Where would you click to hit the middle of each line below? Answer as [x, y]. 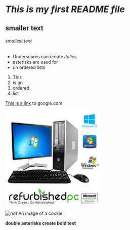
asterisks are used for [35, 62]
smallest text [18, 41]
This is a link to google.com [34, 103]
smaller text [25, 28]
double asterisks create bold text [41, 223]
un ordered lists [29, 67]
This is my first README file [65, 9]
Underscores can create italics [45, 56]
